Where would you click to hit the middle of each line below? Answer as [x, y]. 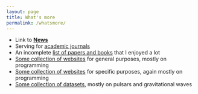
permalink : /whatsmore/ [36, 23]
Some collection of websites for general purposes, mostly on [91, 59]
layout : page [23, 12]
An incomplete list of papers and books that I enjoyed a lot [88, 53]
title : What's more [31, 17]
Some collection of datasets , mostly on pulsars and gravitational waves [103, 84]
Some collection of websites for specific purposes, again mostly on [99, 72]
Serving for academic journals [53, 46]
